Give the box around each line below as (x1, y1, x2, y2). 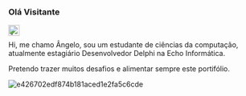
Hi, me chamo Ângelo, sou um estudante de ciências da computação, (8, 40, 239, 50)
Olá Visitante (8, 6, 60, 18)
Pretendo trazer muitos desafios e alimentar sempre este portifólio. (8, 64, 231, 74)
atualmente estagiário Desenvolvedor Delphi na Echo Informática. (8, 49, 226, 58)
